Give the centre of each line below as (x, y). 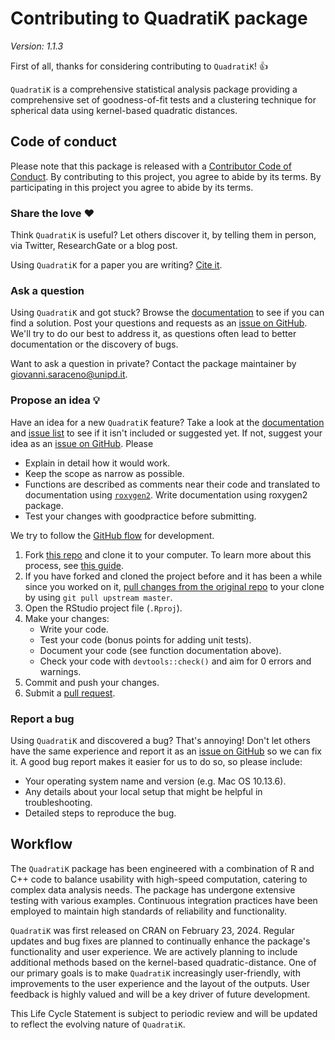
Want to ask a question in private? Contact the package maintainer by (153, 364)
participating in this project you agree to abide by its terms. (132, 187)
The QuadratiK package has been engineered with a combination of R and (162, 868)
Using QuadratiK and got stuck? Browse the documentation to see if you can (167, 313)
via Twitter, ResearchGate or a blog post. (94, 246)
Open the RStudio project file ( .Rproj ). (103, 608)
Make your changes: (67, 618)
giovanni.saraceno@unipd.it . (69, 374)
